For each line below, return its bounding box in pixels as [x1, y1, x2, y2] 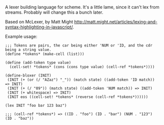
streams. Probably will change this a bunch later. [5, 9, 104, 15]
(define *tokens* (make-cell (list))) [5, 51, 84, 56]
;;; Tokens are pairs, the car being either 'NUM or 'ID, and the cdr [5, 43, 153, 48]
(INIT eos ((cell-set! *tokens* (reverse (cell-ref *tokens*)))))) [7, 95, 148, 100]
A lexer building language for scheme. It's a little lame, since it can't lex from [5, 4, 160, 10]
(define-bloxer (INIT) [5, 73, 52, 78]
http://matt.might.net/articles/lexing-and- [74, 19, 158, 25]
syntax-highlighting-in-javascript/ [5, 24, 73, 30]
